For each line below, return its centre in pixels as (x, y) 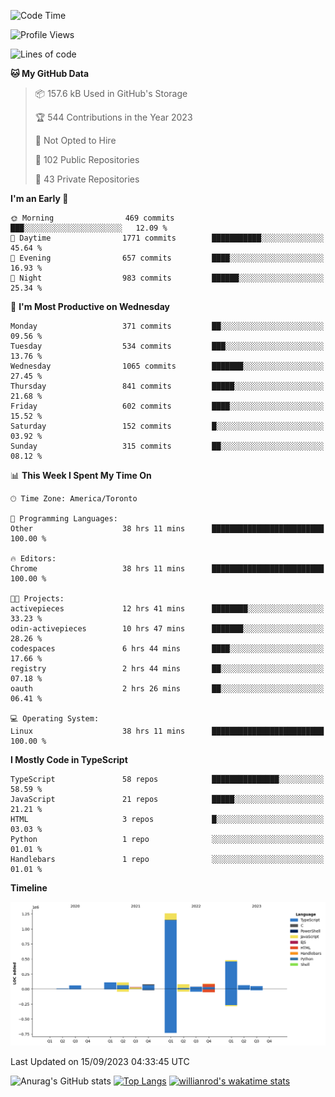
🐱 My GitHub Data (50, 73)
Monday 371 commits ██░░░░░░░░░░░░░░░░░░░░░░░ (167, 326)
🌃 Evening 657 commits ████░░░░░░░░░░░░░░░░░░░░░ (167, 258)
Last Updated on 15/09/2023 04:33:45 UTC (100, 1061)
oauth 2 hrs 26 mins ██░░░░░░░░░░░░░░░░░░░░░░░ (167, 689)
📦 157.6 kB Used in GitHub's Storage (111, 93)
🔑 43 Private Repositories (87, 179)
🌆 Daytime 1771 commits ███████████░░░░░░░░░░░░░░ (167, 238)
